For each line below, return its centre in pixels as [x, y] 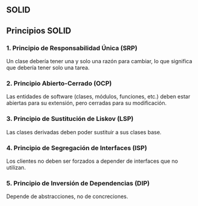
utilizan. [16, 167]
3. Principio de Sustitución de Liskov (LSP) [70, 119]
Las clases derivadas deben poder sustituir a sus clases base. [84, 132]
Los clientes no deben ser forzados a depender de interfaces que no [92, 161]
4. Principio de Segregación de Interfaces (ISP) [77, 148]
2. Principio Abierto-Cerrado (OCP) [59, 83]
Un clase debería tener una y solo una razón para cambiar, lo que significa [99, 61]
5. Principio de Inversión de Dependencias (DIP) [78, 183]
